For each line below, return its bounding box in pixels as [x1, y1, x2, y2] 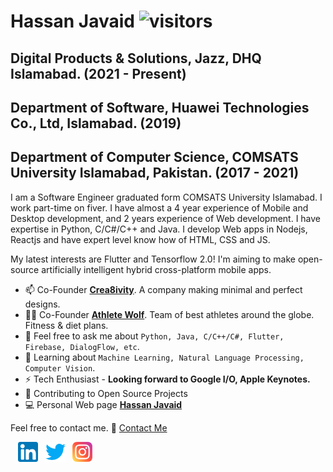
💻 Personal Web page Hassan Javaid [24, 398, 183, 410]
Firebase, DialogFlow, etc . [24, 340, 140, 352]
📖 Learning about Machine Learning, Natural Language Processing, [24, 351, 305, 363]
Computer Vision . [24, 361, 96, 374]
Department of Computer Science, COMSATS [10, 149, 299, 166]
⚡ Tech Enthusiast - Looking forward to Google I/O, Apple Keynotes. [24, 373, 311, 385]
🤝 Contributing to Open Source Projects [24, 387, 188, 399]
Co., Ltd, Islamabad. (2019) [10, 115, 182, 132]
